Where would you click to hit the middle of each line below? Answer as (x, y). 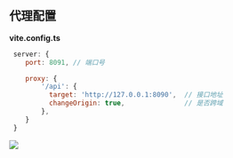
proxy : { (41, 78)
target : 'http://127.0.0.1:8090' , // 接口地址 (136, 95)
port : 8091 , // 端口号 (65, 62)
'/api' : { (59, 87)
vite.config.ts (35, 37)
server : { (31, 54)
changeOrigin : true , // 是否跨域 (136, 103)
